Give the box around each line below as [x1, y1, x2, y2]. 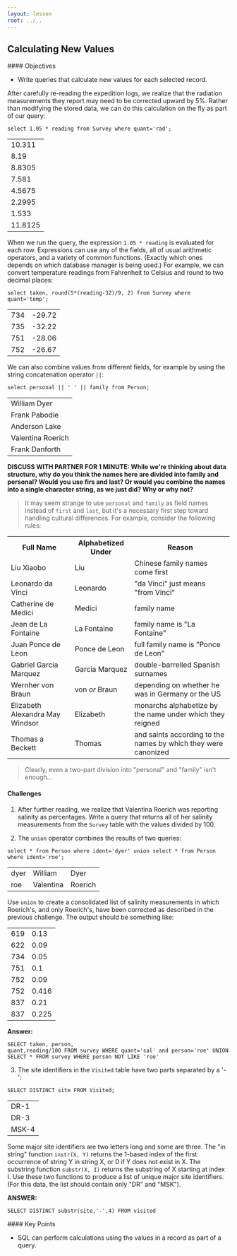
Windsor [11, 718, 39, 728]
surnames [134, 669, 168, 679]
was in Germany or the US [134, 689, 221, 699]
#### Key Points [7, 1219, 56, 1228]
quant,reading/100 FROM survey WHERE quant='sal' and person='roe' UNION [7, 1047, 229, 1054]
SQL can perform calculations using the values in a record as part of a [17, 1233, 221, 1242]
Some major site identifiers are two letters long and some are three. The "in [7, 1142, 226, 1151]
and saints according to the [134, 730, 225, 740]
